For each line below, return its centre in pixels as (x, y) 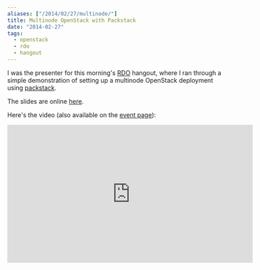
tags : (15, 33)
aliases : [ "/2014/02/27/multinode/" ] (62, 14)
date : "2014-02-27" (36, 27)
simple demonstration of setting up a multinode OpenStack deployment (110, 80)
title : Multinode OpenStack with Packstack (72, 20)
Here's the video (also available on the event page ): (82, 115)
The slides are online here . (46, 101)
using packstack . (32, 88)
